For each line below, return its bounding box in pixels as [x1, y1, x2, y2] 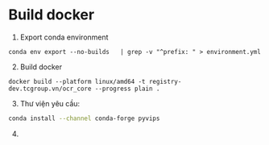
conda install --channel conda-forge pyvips [8, 114, 160, 122]
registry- [148, 77, 182, 85]
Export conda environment [19, 32, 109, 42]
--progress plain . [94, 85, 160, 93]
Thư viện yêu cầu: [19, 98, 81, 108]
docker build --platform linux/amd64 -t [8, 77, 147, 85]
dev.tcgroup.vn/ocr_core [8, 85, 92, 93]
